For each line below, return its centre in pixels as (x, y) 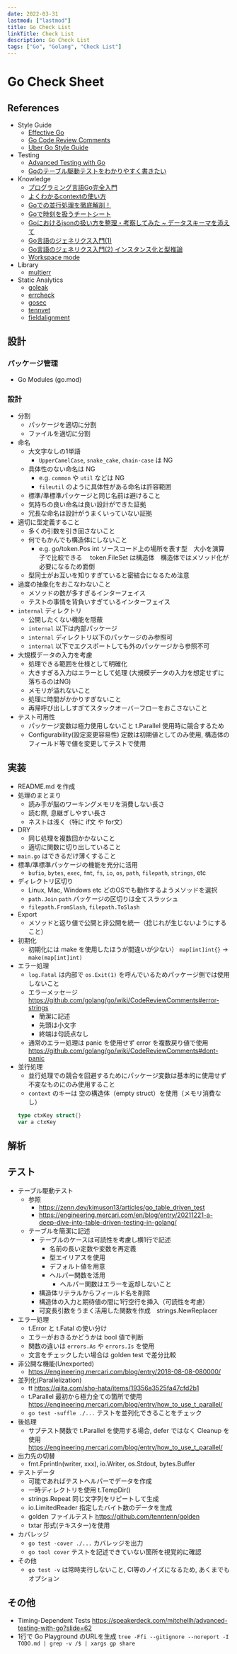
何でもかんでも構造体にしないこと (77, 540)
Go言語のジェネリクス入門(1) (70, 240)
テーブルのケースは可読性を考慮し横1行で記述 (105, 1240)
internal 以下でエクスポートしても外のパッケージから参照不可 (119, 646)
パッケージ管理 (33, 363)
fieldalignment (49, 317)
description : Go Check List (49, 40)
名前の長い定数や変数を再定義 (93, 1248)
